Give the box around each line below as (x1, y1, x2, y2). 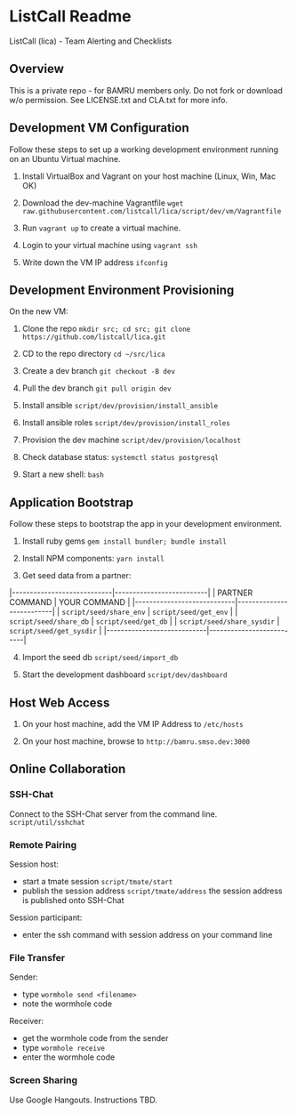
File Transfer (9, 951, 65, 964)
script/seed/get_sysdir (9, 627, 98, 636)
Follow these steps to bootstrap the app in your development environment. (9, 519, 283, 529)
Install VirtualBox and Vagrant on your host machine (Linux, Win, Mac (21, 171, 277, 182)
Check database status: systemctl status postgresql (21, 452, 220, 463)
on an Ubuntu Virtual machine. (9, 153, 121, 164)
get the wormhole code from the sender (21, 1033, 169, 1044)
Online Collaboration (9, 762, 126, 777)
